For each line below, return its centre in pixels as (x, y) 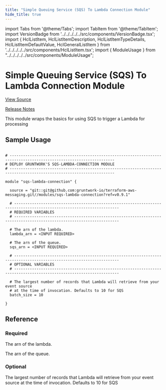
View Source (18, 100)
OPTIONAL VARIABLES (34, 264)
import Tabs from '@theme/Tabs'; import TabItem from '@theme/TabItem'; (82, 28)
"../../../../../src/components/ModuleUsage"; (49, 55)
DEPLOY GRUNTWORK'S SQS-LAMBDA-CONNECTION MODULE (62, 164)
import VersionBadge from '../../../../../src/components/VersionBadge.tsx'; (80, 34)
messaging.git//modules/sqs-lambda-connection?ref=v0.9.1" (68, 195)
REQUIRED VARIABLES (34, 212)
